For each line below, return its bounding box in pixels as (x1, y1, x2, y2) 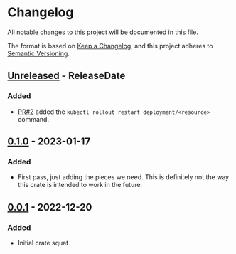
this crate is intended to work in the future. (17, 181, 143, 189)
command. (17, 115, 50, 123)
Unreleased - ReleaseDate (7, 70, 126, 82)
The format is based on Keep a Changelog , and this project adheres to (7, 41, 213, 50)
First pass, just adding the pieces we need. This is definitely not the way (17, 173, 230, 181)
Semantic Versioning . (7, 49, 70, 58)
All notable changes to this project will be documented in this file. (7, 28, 199, 36)
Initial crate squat (17, 239, 69, 247)
